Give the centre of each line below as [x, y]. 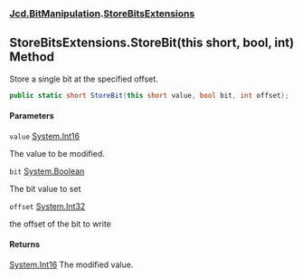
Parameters [32, 116]
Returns [25, 245]
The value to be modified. [57, 153]
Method [32, 57]
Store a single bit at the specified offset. [84, 79]
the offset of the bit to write [60, 224]
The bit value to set [45, 188]
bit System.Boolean [47, 171]
